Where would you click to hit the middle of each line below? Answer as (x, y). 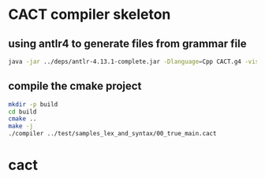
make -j (21, 126)
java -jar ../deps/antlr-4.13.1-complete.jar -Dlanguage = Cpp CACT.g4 (125, 61)
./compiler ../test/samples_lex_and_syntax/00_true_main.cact (112, 134)
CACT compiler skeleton (90, 15)
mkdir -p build (33, 104)
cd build (22, 112)
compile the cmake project (75, 86)
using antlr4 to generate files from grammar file (127, 44)
